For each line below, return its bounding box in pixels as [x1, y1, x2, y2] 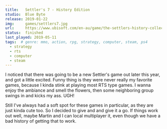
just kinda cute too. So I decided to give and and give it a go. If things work [5, 108, 158, 114]
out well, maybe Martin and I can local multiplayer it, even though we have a [5, 113, 161, 119]
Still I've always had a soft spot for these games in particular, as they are [5, 102, 154, 108]
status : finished [5, 30, 43, 35]
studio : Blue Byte [5, 12, 46, 17]
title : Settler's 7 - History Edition [5, 7, 90, 12]
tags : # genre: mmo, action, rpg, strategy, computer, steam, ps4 [5, 40, 148, 45]
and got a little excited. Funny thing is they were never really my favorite [5, 77, 153, 83]
